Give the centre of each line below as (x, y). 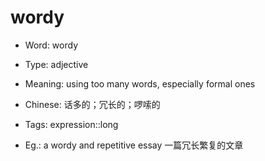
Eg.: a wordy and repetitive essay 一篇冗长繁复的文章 (134, 145)
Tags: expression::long (71, 124)
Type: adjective (56, 64)
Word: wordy (51, 45)
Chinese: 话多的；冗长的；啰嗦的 (92, 104)
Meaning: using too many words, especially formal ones (140, 83)
